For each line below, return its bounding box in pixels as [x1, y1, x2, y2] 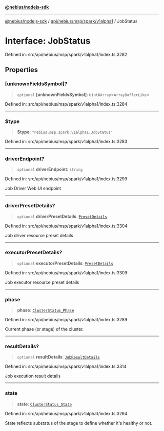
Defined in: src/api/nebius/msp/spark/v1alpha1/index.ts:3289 [5, 317, 128, 323]
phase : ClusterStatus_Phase [17, 307, 74, 313]
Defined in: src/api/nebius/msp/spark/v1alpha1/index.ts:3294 [5, 410, 128, 416]
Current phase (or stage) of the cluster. [5, 326, 84, 332]
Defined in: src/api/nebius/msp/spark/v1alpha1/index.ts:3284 [5, 101, 128, 107]
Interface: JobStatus [5, 35, 91, 47]
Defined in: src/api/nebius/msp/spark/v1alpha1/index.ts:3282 [5, 51, 128, 57]
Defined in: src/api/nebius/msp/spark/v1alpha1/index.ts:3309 [5, 269, 128, 276]
